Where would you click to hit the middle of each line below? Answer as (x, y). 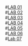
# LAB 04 (14, 23)
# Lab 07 (14, 39)
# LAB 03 (14, 18)
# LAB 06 (14, 33)
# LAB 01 (14, 7)
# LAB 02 (14, 12)
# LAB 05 (14, 28)
